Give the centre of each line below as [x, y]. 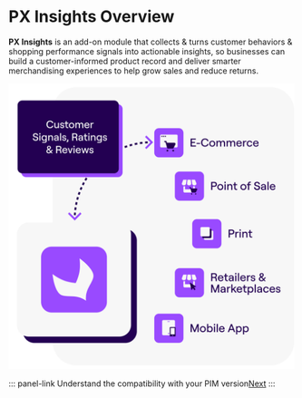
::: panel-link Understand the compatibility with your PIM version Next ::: [142, 383]
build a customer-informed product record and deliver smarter [125, 61]
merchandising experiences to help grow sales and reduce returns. [134, 71]
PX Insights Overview [92, 17]
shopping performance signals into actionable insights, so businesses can [147, 51]
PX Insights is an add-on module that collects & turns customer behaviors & [151, 42]
